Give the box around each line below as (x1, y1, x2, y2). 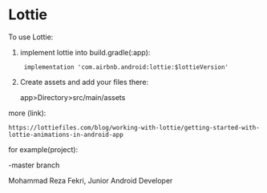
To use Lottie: (8, 32, 54, 42)
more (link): (8, 108, 47, 118)
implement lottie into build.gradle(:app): (19, 47, 151, 57)
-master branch (8, 160, 60, 170)
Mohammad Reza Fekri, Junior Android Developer (8, 175, 173, 185)
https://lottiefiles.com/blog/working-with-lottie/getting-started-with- (8, 123, 261, 131)
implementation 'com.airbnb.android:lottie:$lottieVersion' (23, 62, 229, 71)
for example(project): (8, 144, 79, 154)
